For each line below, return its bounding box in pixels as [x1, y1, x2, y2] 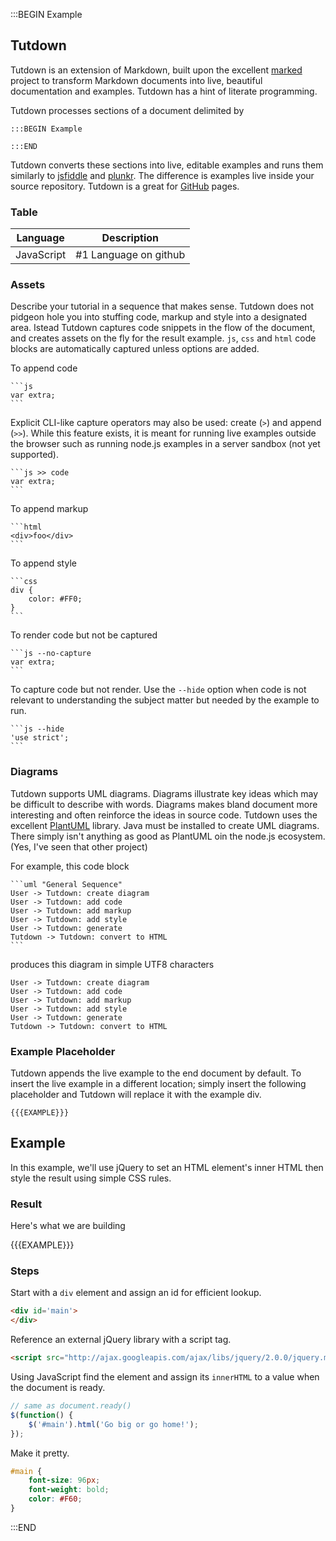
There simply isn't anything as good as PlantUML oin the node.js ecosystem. [10, 830, 326, 842]
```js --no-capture [10, 649, 92, 659]
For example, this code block [10, 860, 130, 872]
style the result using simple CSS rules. [10, 1172, 172, 1184]
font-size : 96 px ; [28, 1475, 101, 1486]
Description [101, 231, 159, 245]
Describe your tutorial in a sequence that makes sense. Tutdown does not [10, 300, 314, 313]
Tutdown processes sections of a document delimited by [10, 104, 245, 116]
